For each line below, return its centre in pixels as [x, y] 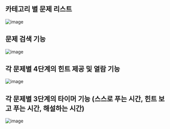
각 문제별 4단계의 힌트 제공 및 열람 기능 [63, 69]
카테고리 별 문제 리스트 [39, 9]
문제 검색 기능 [26, 39]
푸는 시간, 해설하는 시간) [49, 108]
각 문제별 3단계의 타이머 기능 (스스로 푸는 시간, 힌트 [81, 99]
